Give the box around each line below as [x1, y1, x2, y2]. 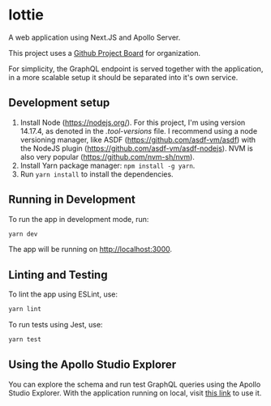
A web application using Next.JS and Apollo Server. [8, 32, 181, 42]
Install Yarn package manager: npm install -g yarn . [19, 160, 196, 170]
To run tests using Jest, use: [8, 320, 103, 330]
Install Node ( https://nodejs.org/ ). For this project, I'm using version [19, 118, 246, 127]
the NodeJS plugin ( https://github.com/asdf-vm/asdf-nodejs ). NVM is [19, 143, 253, 153]
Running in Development [8, 193, 136, 207]
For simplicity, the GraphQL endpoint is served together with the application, [8, 63, 264, 74]
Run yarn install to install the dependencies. [19, 169, 174, 179]
